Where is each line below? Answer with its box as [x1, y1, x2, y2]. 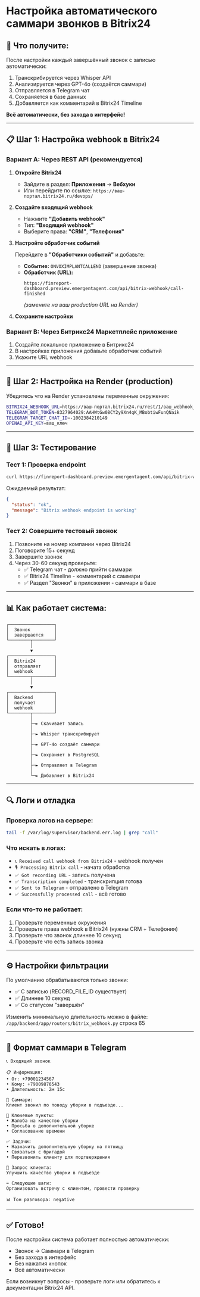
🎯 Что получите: [6, 40, 70, 51]
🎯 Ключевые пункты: [6, 1112, 55, 1119]
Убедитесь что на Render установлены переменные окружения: [6, 392, 170, 400]
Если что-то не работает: [6, 905, 83, 913]
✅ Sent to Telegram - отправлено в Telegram [14, 884, 129, 891]
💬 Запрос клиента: [6, 1165, 52, 1171]
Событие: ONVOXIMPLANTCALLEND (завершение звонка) [23, 262, 157, 269]
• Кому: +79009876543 [6, 1081, 60, 1087]
